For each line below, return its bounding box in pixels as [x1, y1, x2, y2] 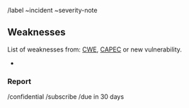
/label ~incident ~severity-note [7, 6, 98, 14]
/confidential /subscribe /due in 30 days [7, 92, 125, 101]
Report [7, 76, 32, 86]
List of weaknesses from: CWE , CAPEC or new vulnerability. [7, 45, 183, 54]
